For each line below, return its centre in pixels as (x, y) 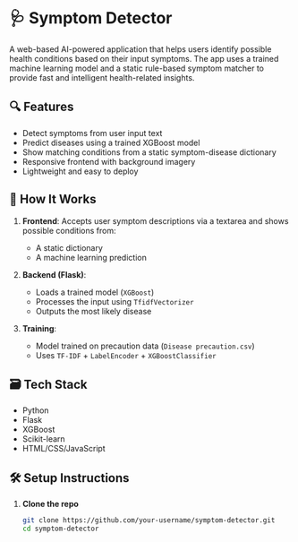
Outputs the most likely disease (94, 311)
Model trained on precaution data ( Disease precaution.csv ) (145, 346)
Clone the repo (50, 504)
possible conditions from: (69, 230)
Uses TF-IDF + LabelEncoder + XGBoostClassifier (126, 355)
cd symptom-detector (60, 529)
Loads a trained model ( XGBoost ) (95, 292)
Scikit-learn (43, 439)
